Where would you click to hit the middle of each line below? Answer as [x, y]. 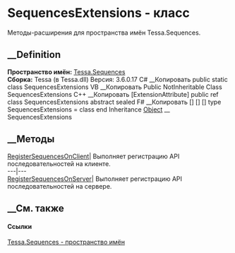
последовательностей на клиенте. [59, 163]
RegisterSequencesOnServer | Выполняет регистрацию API [95, 179]
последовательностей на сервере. [60, 186]
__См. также [36, 208]
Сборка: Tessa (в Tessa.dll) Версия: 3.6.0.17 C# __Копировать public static [117, 79]
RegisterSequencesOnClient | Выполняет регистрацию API [94, 156]
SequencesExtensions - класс [99, 13]
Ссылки [20, 226]
